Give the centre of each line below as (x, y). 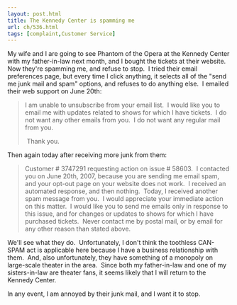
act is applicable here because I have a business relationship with (122, 250)
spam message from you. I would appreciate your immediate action (124, 199)
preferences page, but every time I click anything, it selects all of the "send (117, 76)
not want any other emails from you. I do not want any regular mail (122, 120)
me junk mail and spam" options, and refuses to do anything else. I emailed (118, 84)
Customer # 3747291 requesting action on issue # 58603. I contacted (127, 169)
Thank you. (43, 142)
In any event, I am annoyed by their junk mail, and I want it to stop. (104, 294)
